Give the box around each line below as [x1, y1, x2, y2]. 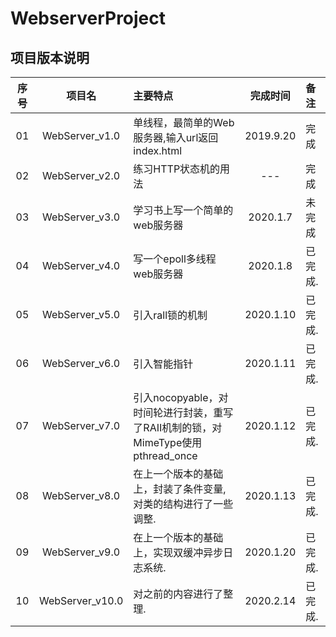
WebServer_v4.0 [42, 259, 121, 272]
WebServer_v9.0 [42, 545, 121, 559]
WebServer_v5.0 [42, 308, 121, 321]
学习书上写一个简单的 [133, 203, 234, 217]
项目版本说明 [10, 49, 90, 66]
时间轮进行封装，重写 [133, 406, 234, 419]
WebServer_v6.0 [42, 357, 121, 370]
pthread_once [133, 449, 198, 462]
